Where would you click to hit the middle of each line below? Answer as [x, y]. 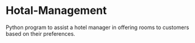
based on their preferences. [40, 33]
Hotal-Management [56, 11]
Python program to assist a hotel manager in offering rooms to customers [97, 27]
